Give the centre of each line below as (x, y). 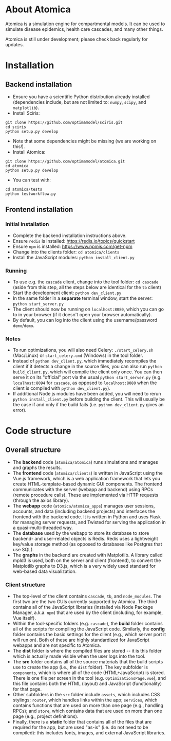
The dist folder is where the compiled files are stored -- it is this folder (87, 650)
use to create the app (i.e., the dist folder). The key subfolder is (80, 667)
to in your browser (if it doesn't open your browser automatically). (82, 314)
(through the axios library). (41, 500)
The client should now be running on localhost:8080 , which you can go (88, 309)
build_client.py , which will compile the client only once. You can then (88, 372)
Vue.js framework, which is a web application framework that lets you (86, 479)
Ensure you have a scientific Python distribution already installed (81, 97)
